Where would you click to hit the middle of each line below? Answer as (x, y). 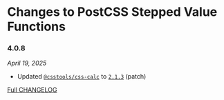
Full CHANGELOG (32, 90)
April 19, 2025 (27, 63)
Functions (36, 27)
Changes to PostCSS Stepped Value (112, 12)
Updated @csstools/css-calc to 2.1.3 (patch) (82, 77)
